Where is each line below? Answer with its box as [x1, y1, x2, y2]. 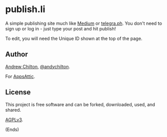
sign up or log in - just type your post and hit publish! [5, 25, 116, 31]
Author [5, 50, 28, 59]
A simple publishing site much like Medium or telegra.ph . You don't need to [5, 20, 162, 26]
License [5, 88, 31, 97]
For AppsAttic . [5, 73, 36, 79]
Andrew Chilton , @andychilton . [5, 63, 70, 69]
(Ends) [5, 126, 19, 132]
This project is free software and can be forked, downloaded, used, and [5, 101, 155, 107]
